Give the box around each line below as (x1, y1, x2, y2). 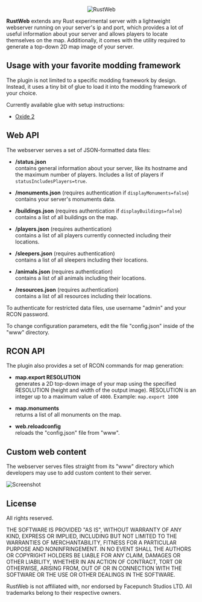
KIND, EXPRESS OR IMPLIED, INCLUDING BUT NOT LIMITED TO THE (6, 533, 177, 540)
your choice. (6, 89, 37, 97)
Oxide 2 (14, 112, 35, 120)
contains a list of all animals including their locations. (14, 274, 147, 281)
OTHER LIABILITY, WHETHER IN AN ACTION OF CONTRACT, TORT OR (6, 559, 182, 566)
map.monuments (14, 405, 59, 412)
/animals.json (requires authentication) (14, 267, 113, 275)
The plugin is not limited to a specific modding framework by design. (6, 76, 177, 84)
